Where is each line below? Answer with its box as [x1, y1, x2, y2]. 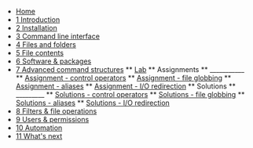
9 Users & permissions [15, 115, 90, 124]
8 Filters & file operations [15, 106, 97, 116]
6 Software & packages [15, 56, 92, 66]
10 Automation [15, 123, 63, 132]
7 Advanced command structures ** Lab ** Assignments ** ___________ [15, 65, 245, 74]
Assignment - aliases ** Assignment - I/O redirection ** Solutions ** [15, 81, 236, 91]
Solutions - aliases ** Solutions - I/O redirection [15, 98, 170, 107]
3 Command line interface [15, 31, 101, 41]
